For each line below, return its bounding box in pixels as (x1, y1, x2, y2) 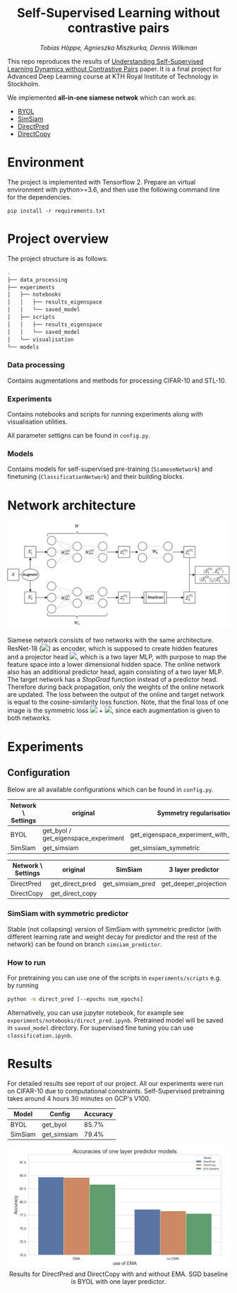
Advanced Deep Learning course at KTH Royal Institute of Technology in (7, 72, 219, 81)
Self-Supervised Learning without (16, 5, 221, 21)
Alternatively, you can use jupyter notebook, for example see (7, 1008, 184, 1016)
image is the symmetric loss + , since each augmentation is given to (7, 706, 221, 715)
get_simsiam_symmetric (130, 844, 200, 852)
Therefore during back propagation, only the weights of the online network (7, 683, 224, 691)
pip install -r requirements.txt (7, 207, 106, 214)
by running (7, 981, 39, 990)
